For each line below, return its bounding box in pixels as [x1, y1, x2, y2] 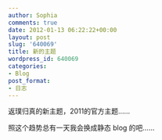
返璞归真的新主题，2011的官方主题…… [8, 106, 131, 116]
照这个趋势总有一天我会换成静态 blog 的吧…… [8, 123, 155, 133]
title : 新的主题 [8, 48, 56, 56]
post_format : [8, 77, 51, 84]
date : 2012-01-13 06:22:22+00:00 [8, 26, 117, 34]
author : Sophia [8, 11, 58, 20]
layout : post [8, 33, 51, 41]
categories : [8, 63, 47, 70]
